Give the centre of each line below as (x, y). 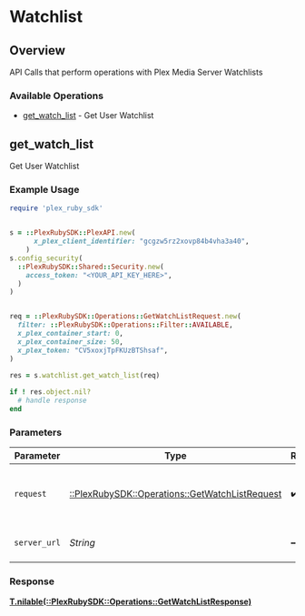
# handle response (53, 401)
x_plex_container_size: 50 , (71, 342)
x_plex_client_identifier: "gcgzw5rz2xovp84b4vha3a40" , (141, 242)
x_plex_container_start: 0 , (71, 334)
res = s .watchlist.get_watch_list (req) (85, 376)
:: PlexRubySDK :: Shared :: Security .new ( (91, 267)
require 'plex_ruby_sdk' (56, 208)
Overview (38, 50)
